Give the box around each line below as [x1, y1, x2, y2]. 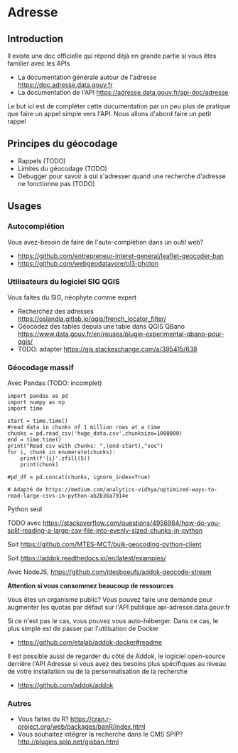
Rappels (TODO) [17, 156, 66, 165]
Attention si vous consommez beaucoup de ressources [7, 582, 174, 590]
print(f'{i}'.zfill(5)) [20, 455, 91, 462]
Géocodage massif [7, 362, 75, 372]
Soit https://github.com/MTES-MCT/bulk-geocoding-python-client [7, 540, 202, 549]
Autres [7, 699, 32, 709]
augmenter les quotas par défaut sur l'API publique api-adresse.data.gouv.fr [7, 603, 230, 612]
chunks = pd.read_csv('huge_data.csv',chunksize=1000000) [7, 430, 183, 437]
